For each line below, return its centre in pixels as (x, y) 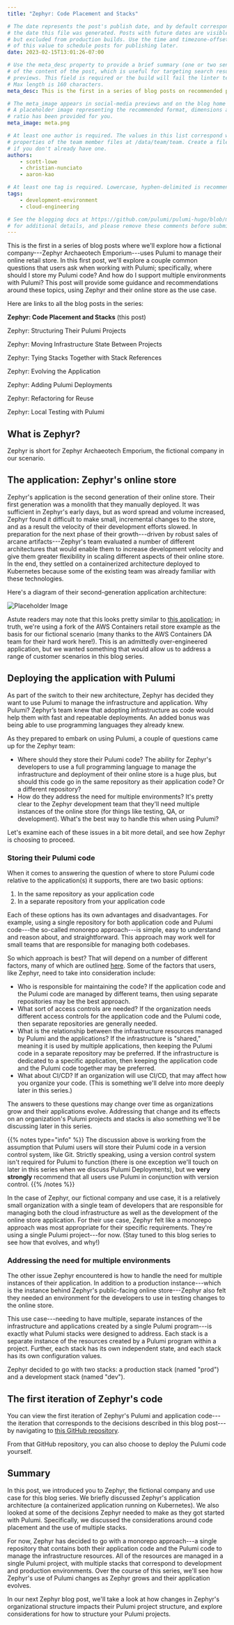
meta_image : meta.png (39, 123)
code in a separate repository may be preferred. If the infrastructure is (118, 1053)
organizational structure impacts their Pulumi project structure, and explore (115, 1606)
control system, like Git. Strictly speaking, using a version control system (111, 1154)
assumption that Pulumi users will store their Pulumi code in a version (107, 1147)
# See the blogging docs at (48, 219)
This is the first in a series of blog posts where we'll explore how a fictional (114, 246)
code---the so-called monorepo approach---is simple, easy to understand (114, 929)
